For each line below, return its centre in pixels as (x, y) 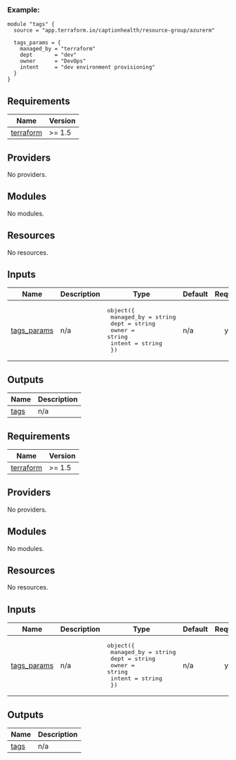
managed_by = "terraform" (58, 49)
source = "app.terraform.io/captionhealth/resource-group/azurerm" (114, 31)
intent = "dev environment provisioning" (88, 67)
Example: (24, 10)
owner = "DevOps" (53, 61)
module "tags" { (31, 25)
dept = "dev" (48, 55)
